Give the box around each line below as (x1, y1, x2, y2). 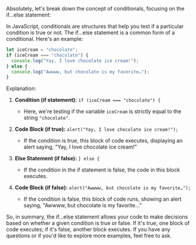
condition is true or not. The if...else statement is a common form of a (6, 29, 175, 36)
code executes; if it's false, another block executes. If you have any (6, 226, 171, 233)
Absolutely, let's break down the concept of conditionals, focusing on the (6, 5, 185, 12)
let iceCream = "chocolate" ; (6, 47, 78, 53)
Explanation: (6, 85, 37, 92)
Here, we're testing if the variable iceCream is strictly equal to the (23, 108, 182, 115)
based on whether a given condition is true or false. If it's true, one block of (6, 220, 190, 227)
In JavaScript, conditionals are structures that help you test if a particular (6, 23, 184, 30)
